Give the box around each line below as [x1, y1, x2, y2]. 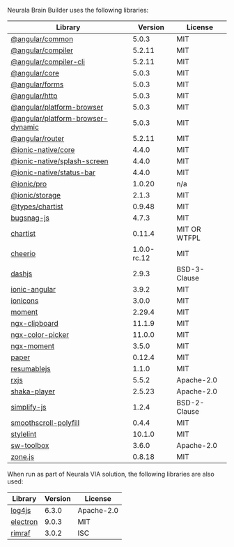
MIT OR [176, 225, 201, 234]
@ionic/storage [10, 190, 61, 200]
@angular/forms [10, 80, 64, 89]
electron [10, 517, 38, 526]
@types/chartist [10, 202, 63, 211]
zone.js [10, 452, 35, 461]
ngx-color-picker [10, 330, 70, 339]
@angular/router [10, 134, 65, 143]
